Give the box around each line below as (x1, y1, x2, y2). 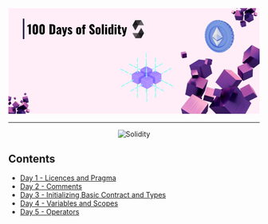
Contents (8, 152, 56, 166)
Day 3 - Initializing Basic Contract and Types (19, 191, 166, 200)
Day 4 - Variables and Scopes (19, 198, 118, 208)
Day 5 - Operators (19, 207, 80, 217)
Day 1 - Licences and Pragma (19, 173, 117, 183)
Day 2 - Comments (19, 182, 82, 191)
